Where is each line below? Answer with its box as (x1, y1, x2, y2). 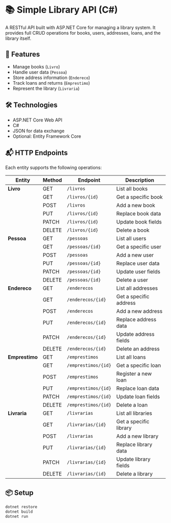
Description (125, 177, 154, 184)
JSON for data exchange (12, 128, 65, 134)
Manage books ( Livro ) (12, 63, 60, 69)
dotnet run (5, 514, 28, 519)
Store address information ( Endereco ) (12, 74, 91, 81)
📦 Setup (5, 488, 34, 497)
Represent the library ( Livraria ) (12, 85, 80, 91)
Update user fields (116, 268, 160, 276)
